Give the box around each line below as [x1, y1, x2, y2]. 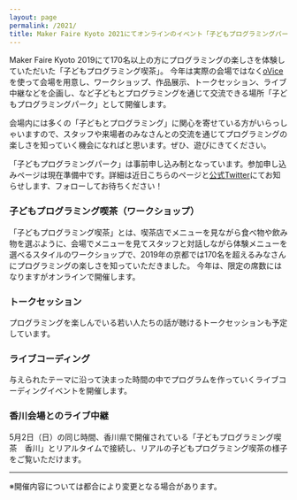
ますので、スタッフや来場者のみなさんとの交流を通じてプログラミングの [24, 129, 288, 140]
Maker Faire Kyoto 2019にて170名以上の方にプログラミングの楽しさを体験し [9, 55, 286, 65]
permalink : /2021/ [9, 21, 77, 30]
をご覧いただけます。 [9, 453, 87, 465]
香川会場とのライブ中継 [9, 410, 109, 422]
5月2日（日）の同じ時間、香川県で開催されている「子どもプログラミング [9, 431, 274, 442]
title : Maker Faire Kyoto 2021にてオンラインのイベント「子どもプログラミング [9, 29, 276, 38]
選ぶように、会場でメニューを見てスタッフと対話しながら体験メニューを [24, 238, 288, 249]
